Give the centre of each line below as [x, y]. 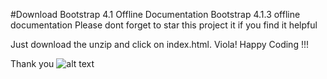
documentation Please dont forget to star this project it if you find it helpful [164, 25]
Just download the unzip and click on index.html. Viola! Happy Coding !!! [159, 44]
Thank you [32, 63]
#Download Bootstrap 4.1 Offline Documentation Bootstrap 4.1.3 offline [155, 14]
